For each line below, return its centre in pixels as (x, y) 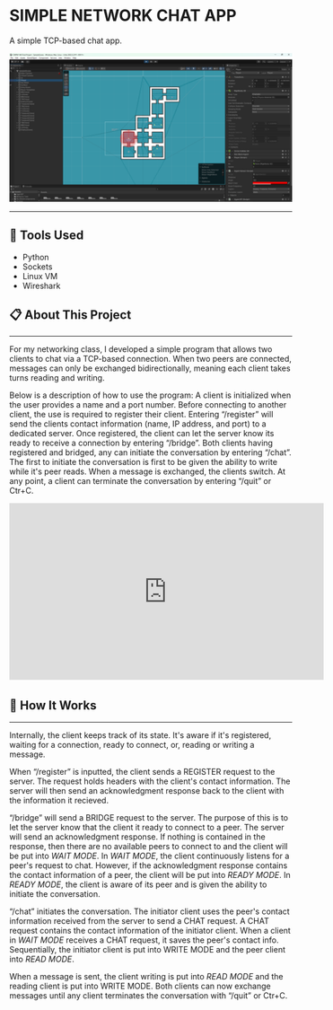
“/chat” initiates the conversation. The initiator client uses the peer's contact (149, 911)
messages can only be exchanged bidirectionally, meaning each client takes (150, 368)
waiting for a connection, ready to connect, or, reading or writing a (132, 745)
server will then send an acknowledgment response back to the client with (147, 791)
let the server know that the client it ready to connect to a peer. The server (147, 828)
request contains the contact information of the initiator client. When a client (150, 931)
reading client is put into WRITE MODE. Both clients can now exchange (140, 986)
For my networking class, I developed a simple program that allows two (141, 349)
